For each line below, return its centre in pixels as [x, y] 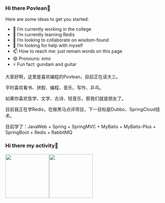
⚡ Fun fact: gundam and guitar [44, 64]
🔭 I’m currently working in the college [52, 29]
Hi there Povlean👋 [28, 8]
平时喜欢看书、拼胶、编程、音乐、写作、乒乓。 [54, 88]
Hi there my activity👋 [32, 146]
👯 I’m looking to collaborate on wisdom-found [61, 40]
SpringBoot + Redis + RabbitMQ [39, 132]
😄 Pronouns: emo [32, 59]
